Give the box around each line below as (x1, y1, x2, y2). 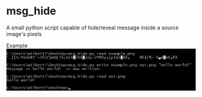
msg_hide (6, 4, 57, 18)
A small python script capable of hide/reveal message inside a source (6, 24, 179, 31)
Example (6, 42, 28, 49)
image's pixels (6, 30, 42, 37)
